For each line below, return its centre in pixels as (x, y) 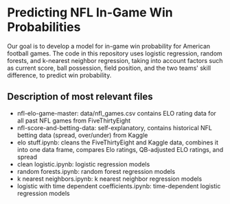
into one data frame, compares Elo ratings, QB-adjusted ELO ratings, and (120, 149)
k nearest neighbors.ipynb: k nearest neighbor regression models (110, 179)
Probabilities (44, 27)
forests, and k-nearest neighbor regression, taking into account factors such (115, 60)
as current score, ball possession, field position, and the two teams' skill (109, 68)
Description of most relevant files (80, 97)
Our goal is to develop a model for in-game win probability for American (109, 46)
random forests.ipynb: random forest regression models (96, 171)
